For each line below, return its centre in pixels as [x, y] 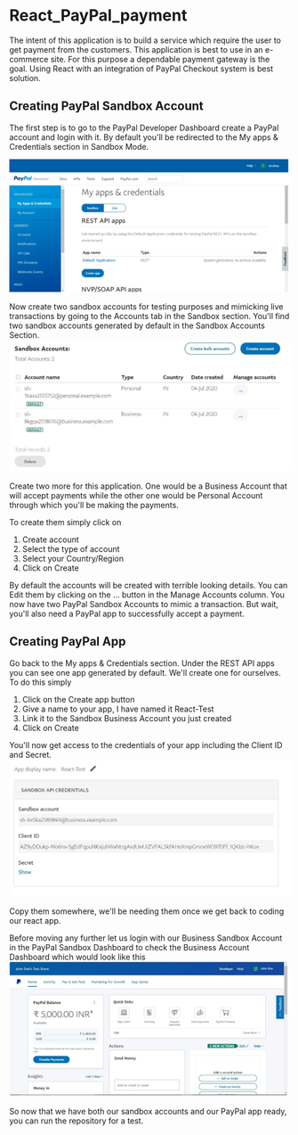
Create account [51, 539]
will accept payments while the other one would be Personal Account [136, 495]
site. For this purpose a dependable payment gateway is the [160, 59]
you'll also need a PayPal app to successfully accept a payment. [127, 613]
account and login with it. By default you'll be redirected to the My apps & [144, 137]
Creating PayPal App [68, 642]
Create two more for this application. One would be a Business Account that [148, 486]
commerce [29, 59]
